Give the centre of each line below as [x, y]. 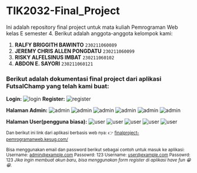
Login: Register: [36, 99]
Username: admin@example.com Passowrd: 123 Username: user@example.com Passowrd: [98, 155]
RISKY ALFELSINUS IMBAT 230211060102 [64, 57]
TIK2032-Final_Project [63, 11]
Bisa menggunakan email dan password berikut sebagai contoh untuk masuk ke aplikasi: [96, 150]
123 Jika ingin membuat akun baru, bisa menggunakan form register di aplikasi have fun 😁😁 [98, 160]
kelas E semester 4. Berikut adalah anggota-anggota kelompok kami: [89, 33]
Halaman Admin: [27, 111]
